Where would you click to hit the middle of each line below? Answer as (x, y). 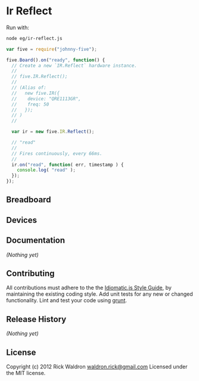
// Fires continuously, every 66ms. (57, 153)
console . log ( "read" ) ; (46, 170)
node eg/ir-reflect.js (34, 38)
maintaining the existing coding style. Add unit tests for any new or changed (99, 294)
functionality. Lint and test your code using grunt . (66, 301)
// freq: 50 (30, 104)
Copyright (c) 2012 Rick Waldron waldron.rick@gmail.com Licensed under (97, 367)
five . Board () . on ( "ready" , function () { (56, 60)
